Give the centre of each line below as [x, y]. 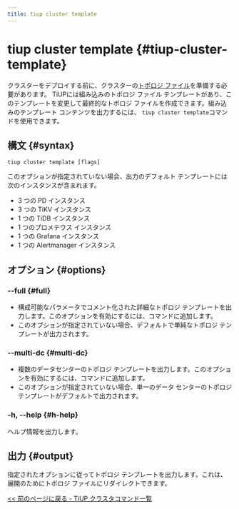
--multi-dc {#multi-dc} [48, 353]
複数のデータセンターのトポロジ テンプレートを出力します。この [112, 369]
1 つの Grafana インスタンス [59, 236]
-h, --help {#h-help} [43, 415]
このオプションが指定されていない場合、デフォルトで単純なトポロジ [118, 325]
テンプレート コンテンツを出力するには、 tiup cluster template [114, 112]
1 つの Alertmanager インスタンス [67, 245]
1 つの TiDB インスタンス [54, 218]
